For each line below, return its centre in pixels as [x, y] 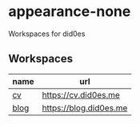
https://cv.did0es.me [81, 94]
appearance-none [70, 12]
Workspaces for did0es [47, 34]
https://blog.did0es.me [85, 108]
